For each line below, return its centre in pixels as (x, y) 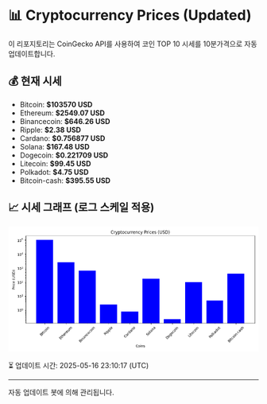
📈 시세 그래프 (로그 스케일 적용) (81, 208)
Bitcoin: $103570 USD (56, 104)
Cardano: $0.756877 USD (62, 138)
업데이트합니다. (32, 53)
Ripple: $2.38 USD (50, 130)
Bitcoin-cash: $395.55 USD (65, 181)
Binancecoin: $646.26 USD (65, 121)
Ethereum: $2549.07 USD (62, 113)
